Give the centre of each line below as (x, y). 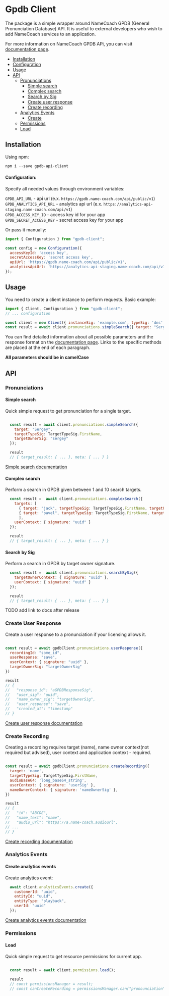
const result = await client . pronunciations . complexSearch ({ (76, 499)
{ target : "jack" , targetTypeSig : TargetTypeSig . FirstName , (83, 508)
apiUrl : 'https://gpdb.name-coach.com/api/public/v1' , (68, 262)
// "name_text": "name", (33, 818)
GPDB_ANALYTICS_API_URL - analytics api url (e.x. (54, 204)
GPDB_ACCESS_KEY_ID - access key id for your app (55, 214)
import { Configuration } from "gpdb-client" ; (55, 239)
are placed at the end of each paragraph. (48, 347)
